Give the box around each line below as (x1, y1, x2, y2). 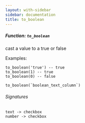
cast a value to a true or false (5, 45, 67, 51)
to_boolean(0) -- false (5, 74, 56, 79)
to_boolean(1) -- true (5, 70, 53, 75)
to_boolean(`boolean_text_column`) (5, 83, 81, 88)
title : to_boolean (5, 17, 44, 22)
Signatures (5, 94, 29, 100)
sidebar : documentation (5, 12, 56, 17)
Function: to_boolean (5, 33, 50, 39)
